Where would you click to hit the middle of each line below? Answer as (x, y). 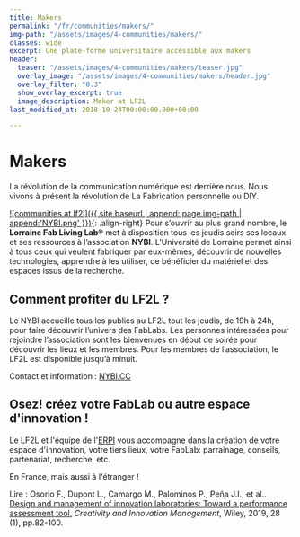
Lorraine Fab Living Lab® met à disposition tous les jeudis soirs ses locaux (148, 233)
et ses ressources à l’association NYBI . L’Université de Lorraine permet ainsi (150, 242)
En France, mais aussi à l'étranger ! (74, 476)
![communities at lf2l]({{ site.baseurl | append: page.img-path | (126, 214)
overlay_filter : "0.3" (60, 84)
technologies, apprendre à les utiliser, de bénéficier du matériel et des (139, 261)
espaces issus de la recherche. (67, 271)
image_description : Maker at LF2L (82, 101)
